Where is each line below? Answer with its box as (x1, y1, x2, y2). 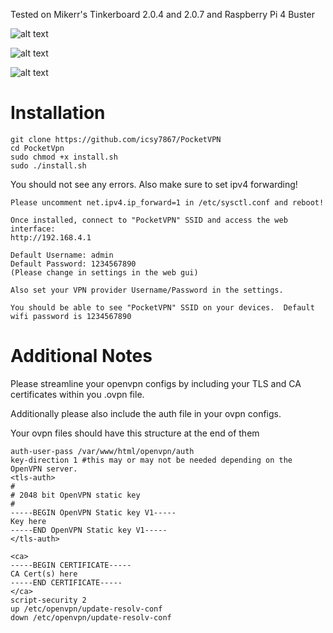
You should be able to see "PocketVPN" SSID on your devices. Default (10, 302, 315, 313)
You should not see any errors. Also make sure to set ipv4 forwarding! (10, 178, 298, 190)
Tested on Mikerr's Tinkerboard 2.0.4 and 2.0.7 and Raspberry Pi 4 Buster (10, 9, 315, 20)
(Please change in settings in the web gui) (10, 267, 199, 278)
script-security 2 (10, 595, 87, 605)
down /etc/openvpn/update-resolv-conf (10, 612, 172, 623)
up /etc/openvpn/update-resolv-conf (10, 604, 163, 614)
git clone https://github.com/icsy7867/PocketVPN (10, 134, 222, 144)
